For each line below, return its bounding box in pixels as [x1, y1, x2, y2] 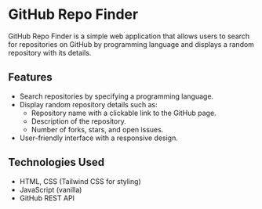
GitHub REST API [19, 193, 75, 203]
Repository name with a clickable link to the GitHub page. [31, 108, 217, 117]
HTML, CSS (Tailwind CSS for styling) [19, 176, 141, 186]
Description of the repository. [31, 116, 127, 126]
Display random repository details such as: [19, 99, 158, 109]
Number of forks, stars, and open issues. [31, 124, 164, 134]
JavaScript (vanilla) [19, 185, 82, 194]
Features [8, 70, 53, 84]
